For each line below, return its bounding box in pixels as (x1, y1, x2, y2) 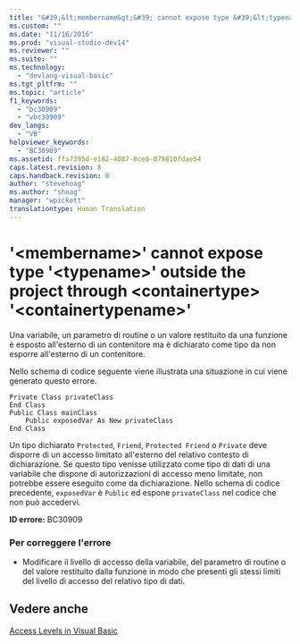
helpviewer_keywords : (9, 138, 90, 147)
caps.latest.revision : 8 (9, 163, 102, 172)
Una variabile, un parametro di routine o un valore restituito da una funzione (9, 329, 288, 340)
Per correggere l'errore (9, 536, 112, 548)
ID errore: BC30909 (9, 513, 83, 524)
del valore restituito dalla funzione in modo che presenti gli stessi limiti (21, 565, 281, 577)
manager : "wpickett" (9, 196, 87, 206)
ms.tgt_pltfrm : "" (9, 80, 78, 89)
